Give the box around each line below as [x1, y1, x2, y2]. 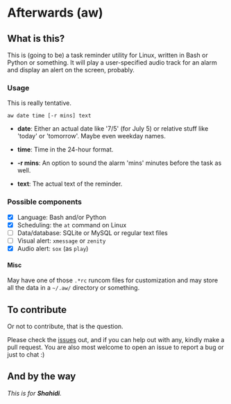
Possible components [7, 197, 82, 207]
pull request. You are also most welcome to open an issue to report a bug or [7, 343, 224, 351]
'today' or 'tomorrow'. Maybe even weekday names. [17, 132, 166, 140]
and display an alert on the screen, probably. [7, 66, 135, 74]
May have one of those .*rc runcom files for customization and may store [7, 276, 219, 284]
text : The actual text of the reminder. [17, 179, 123, 188]
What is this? [7, 33, 65, 45]
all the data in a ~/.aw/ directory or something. [7, 284, 140, 292]
